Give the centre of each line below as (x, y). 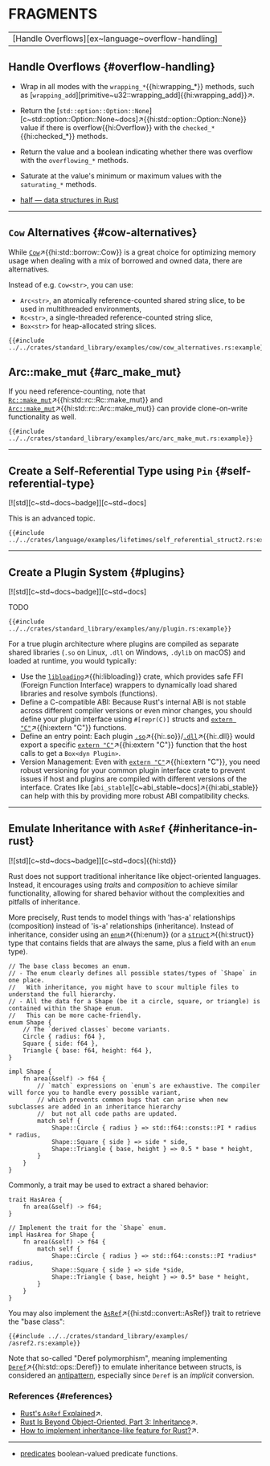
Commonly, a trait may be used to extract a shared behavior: (108, 1185)
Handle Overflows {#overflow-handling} (112, 67)
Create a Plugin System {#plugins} (97, 572)
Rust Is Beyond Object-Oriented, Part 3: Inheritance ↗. (109, 1422)
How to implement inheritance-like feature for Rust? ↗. (109, 1431)
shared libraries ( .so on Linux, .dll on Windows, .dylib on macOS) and (127, 652)
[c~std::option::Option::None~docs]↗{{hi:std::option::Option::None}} (133, 119)
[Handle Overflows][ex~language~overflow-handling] (115, 39)
